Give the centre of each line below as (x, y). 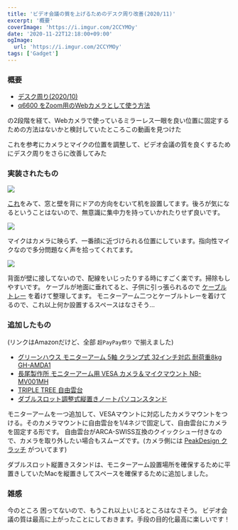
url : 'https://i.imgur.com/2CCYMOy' (68, 47)
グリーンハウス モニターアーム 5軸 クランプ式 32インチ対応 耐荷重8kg (120, 357)
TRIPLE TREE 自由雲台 (50, 390)
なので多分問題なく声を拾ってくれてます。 (75, 250)
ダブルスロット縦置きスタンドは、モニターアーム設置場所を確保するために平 (119, 464)
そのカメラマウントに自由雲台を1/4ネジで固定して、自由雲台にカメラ (126, 423)
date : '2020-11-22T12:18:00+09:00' (60, 34)
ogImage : (20, 40)
